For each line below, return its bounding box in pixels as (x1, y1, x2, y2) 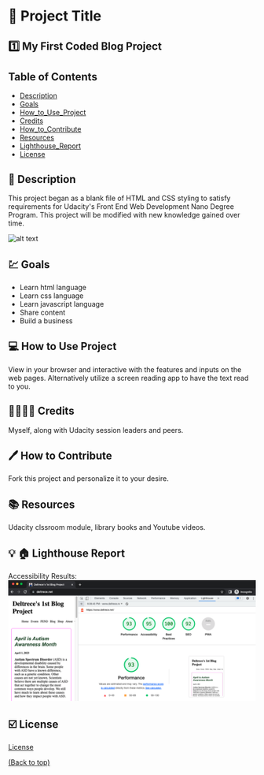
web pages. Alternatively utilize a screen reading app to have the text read (8, 373, 249, 382)
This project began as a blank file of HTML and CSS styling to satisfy (8, 193, 231, 203)
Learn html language (19, 283, 87, 292)
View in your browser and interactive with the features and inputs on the (8, 364, 242, 374)
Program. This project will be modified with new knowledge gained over (8, 211, 241, 220)
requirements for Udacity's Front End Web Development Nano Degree (8, 202, 234, 211)
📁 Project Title (8, 7, 102, 25)
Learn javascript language (19, 300, 104, 309)
